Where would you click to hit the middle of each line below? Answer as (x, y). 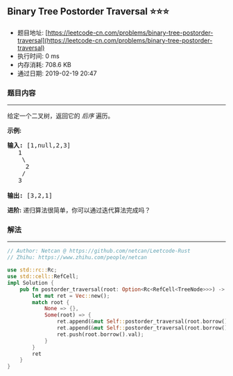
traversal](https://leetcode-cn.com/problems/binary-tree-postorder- (115, 40)
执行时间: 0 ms (38, 56)
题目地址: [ (32, 33)
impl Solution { (31, 283)
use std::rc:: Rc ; (32, 270)
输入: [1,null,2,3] (39, 145)
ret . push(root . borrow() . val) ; (100, 334)
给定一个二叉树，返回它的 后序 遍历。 (61, 116)
